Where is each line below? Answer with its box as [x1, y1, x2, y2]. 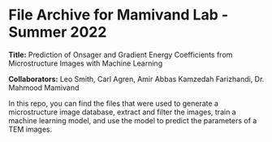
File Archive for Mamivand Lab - [8, 6, 229, 24]
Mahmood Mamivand [8, 83, 80, 93]
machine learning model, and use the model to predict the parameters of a [8, 115, 257, 125]
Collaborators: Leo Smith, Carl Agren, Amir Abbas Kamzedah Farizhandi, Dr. [8, 74, 265, 84]
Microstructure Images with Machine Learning [8, 58, 163, 68]
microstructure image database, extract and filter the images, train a [8, 107, 237, 117]
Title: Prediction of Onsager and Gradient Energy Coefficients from [8, 49, 233, 59]
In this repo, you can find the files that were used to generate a [8, 98, 219, 108]
